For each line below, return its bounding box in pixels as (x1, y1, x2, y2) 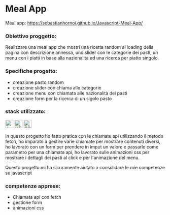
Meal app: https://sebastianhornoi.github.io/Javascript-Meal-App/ (5, 20, 143, 26)
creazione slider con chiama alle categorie (12, 84, 101, 90)
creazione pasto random (12, 79, 64, 85)
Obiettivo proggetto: (5, 33, 57, 40)
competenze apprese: (5, 182, 61, 190)
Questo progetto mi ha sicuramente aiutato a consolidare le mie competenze (5, 164, 165, 170)
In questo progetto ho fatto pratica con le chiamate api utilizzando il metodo (5, 133, 164, 139)
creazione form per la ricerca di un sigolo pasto (12, 95, 112, 102)
